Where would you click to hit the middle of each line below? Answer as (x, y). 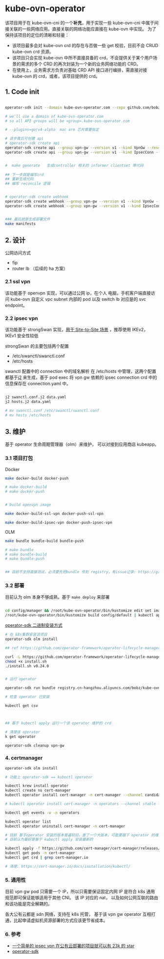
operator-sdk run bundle (30, 688)
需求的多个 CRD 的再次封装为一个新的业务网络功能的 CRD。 (81, 64)
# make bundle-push (25, 559)
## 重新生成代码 (19, 179)
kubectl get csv (21, 706)
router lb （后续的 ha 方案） (40, 268)
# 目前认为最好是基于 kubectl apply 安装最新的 (49, 840)
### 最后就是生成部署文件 (28, 219)
